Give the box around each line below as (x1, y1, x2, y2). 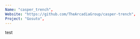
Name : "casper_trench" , (5, 7, 53, 12)
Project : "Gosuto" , (5, 16, 45, 21)
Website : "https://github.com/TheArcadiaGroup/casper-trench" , (5, 12, 136, 17)
